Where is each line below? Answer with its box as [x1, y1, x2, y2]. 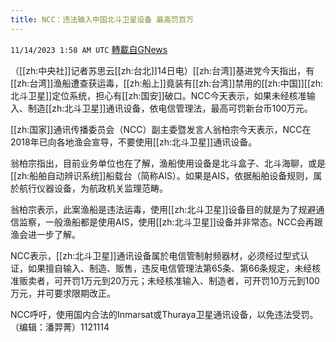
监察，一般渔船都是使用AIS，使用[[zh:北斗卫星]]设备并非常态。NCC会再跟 [18, 216, 323, 228]
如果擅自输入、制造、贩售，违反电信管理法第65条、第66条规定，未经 [27, 262, 313, 274]
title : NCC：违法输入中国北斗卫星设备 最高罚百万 [10, 14, 194, 25]
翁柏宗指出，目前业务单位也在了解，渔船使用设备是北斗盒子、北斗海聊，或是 [10, 157, 326, 169]
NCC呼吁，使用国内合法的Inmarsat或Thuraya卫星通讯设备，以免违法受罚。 [10, 308, 319, 320]
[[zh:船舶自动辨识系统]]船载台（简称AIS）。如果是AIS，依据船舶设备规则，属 [10, 169, 323, 181]
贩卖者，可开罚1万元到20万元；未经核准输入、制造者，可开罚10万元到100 [18, 274, 320, 286]
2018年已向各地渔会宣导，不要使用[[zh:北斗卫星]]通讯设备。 [10, 136, 258, 148]
